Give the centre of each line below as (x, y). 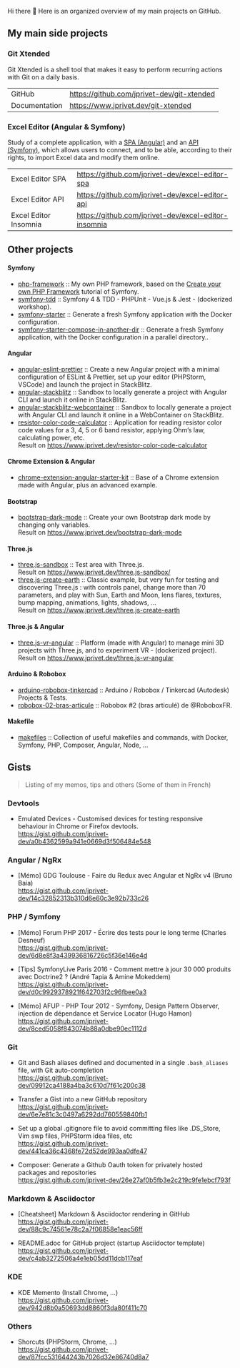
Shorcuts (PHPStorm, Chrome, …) (67, 1342)
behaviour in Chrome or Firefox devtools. (78, 826)
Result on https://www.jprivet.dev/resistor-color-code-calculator (112, 445)
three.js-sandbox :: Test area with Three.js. (81, 565)
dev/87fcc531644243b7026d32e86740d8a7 (83, 1357)
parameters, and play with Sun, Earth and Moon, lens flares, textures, (120, 595)
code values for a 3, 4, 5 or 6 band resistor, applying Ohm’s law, (111, 430)
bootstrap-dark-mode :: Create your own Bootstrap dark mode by (114, 517)
